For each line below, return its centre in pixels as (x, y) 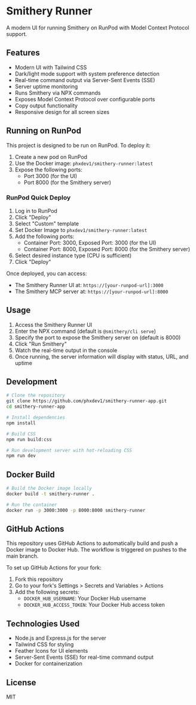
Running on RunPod (44, 131)
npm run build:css (29, 439)
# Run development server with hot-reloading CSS (69, 450)
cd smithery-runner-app (36, 407)
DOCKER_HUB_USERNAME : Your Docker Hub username (85, 598)
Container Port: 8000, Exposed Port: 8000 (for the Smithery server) (107, 249)
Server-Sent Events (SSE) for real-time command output (84, 657)
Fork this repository (39, 579)
